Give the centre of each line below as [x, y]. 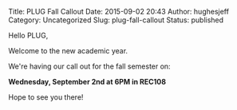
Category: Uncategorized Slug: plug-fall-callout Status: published [116, 20]
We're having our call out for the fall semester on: [89, 66]
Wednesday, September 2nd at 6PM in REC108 [87, 82]
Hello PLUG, [28, 35]
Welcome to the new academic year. [68, 51]
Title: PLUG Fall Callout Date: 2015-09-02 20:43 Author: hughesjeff [119, 12]
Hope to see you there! [46, 97]
